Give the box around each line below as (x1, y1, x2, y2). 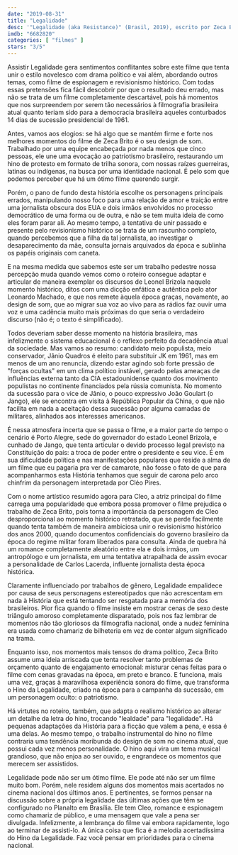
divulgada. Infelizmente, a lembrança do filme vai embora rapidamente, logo (7, 819, 229, 827)
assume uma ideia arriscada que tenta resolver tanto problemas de (7, 656, 203, 663)
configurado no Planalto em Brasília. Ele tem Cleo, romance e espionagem (7, 803, 224, 812)
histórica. (7, 568, 35, 575)
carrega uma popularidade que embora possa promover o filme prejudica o (7, 500, 227, 508)
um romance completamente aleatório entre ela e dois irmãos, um (7, 545, 200, 553)
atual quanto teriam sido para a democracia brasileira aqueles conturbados (7, 108, 227, 116)
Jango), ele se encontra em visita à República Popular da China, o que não (7, 397, 225, 405)
